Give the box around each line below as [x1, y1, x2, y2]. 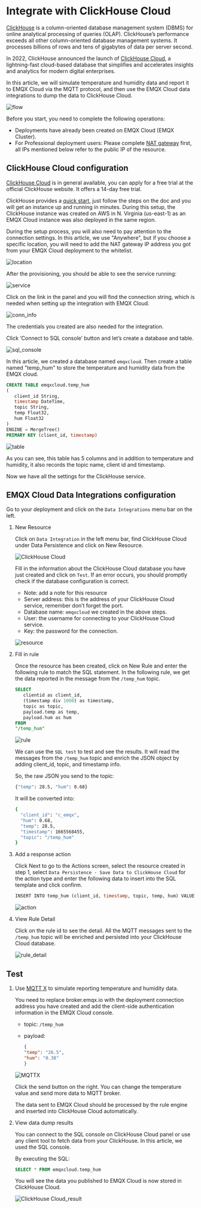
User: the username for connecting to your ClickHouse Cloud [23, 615, 175, 622]
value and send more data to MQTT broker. [14, 1089, 121, 1097]
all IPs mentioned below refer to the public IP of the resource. [14, 146, 166, 153]
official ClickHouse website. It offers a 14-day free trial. [6, 185, 142, 192]
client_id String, [14, 393, 60, 399]
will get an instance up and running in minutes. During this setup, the [6, 203, 175, 210]
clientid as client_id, [23, 692, 83, 699]
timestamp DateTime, [14, 398, 66, 405]
